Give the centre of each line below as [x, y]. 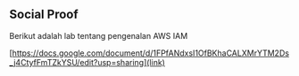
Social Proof [44, 15]
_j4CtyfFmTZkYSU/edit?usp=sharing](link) [87, 62]
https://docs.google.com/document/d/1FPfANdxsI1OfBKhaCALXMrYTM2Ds [151, 53]
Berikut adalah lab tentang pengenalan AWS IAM [99, 35]
